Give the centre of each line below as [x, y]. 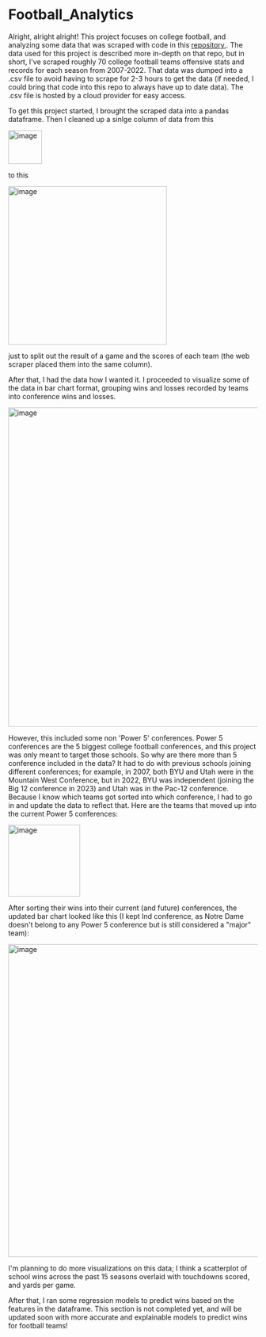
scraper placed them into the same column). [80, 364]
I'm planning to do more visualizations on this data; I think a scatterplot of [128, 1268]
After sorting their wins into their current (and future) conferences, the [123, 908]
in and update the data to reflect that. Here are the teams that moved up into [133, 805]
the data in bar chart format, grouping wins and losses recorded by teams [129, 388]
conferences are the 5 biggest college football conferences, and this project [132, 746]
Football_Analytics [71, 15]
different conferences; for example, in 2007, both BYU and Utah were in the [131, 771]
